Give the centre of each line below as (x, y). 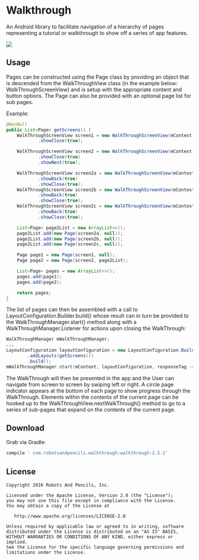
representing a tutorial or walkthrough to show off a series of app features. (97, 33)
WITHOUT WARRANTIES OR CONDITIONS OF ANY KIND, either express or (90, 537)
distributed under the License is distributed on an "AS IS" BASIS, (92, 532)
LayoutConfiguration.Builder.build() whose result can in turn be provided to (97, 316)
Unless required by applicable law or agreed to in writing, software (95, 527)
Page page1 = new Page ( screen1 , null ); (66, 255)
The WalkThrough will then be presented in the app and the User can (90, 378)
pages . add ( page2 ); (39, 282)
